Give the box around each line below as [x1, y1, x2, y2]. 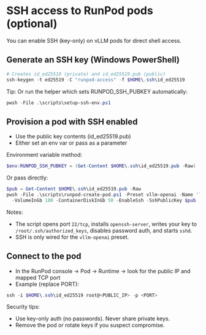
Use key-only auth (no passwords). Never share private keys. [15, 315, 170, 322]
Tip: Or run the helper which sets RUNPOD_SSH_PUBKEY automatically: [6, 88, 188, 95]
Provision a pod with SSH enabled [6, 116, 138, 127]
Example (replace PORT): [15, 280, 80, 288]
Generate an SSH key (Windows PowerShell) [6, 55, 180, 65]
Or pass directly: [6, 174, 48, 181]
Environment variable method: [6, 151, 83, 159]
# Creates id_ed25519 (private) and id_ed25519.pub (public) [6, 71, 166, 77]
